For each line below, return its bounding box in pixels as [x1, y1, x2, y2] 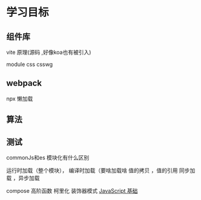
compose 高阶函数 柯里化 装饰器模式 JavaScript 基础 [6, 187, 138, 195]
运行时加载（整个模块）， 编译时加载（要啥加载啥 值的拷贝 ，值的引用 [6, 167, 178, 174]
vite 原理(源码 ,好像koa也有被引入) [6, 49, 91, 56]
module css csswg [6, 61, 53, 68]
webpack [6, 78, 42, 88]
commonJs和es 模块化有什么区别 [6, 154, 90, 161]
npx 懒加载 [6, 95, 33, 102]
